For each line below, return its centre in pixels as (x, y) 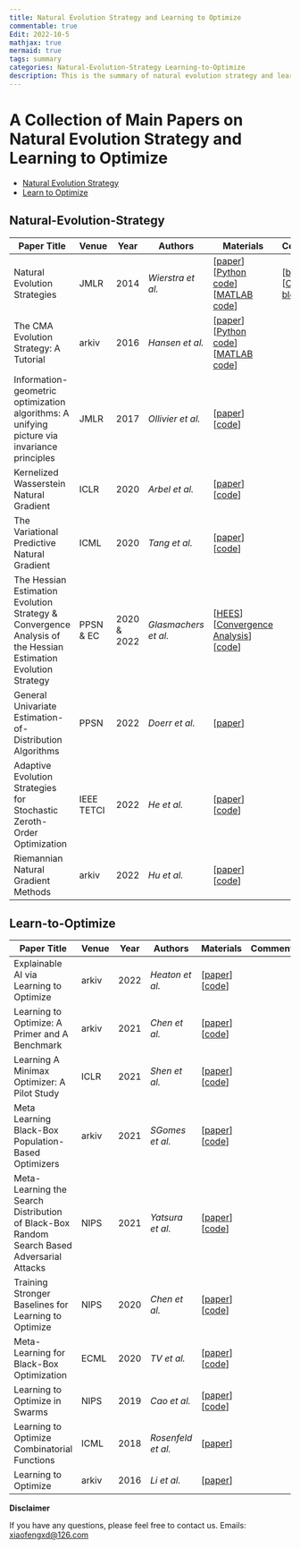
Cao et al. (171, 1401)
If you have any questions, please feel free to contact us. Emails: (128, 1526)
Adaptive (33, 765)
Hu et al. (166, 875)
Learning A (37, 1060)
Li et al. (166, 1480)
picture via (36, 435)
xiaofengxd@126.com (49, 1535)
